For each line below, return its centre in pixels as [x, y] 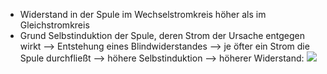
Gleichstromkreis [54, 25]
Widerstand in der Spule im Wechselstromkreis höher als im [143, 14]
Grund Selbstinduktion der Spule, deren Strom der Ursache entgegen [162, 35]
